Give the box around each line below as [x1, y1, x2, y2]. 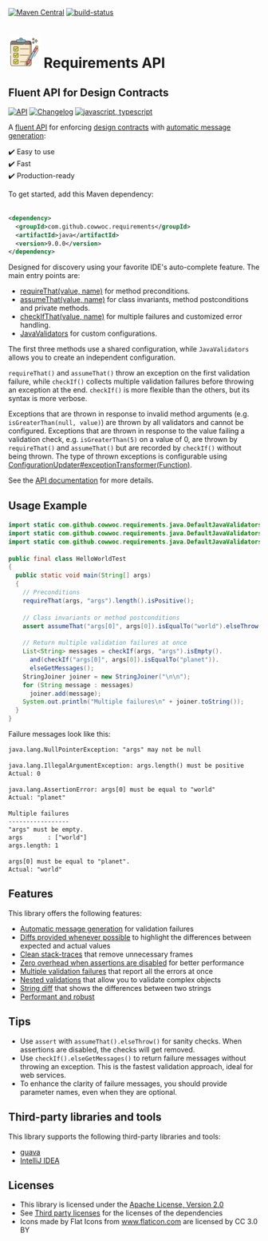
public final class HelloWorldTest [8, 555, 127, 563]
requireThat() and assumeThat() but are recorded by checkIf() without [8, 443, 242, 453]
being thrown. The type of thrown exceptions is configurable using [8, 451, 227, 461]
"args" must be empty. [8, 825, 84, 834]
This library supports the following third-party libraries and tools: [8, 1132, 221, 1141]
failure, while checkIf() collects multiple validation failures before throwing [8, 376, 254, 387]
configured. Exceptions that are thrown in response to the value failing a [8, 426, 245, 436]
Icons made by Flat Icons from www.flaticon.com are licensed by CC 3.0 [19, 1217, 258, 1227]
